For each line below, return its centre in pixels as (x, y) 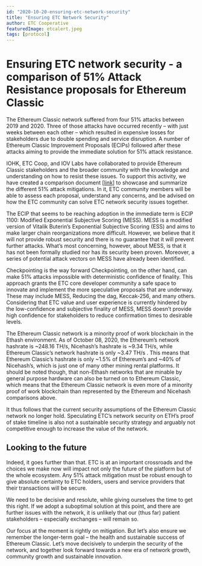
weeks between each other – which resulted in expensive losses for (90, 132)
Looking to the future (47, 448)
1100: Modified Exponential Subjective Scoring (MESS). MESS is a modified (99, 220)
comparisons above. (32, 398)
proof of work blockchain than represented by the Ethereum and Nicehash (99, 391)
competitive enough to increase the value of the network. (77, 429)
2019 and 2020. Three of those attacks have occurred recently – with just (97, 126)
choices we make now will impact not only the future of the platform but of (99, 469)
